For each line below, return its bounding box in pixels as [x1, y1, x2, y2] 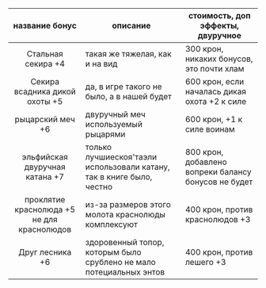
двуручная [24, 162, 66, 172]
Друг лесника [18, 247, 72, 257]
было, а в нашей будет [85, 91, 172, 102]
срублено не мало [85, 257, 156, 267]
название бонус [13, 20, 77, 31]
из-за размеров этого [85, 199, 172, 209]
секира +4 [25, 59, 66, 69]
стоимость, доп [188, 10, 251, 21]
